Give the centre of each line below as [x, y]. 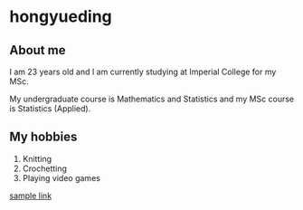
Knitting [37, 158]
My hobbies [43, 137]
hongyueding [61, 17]
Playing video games [62, 177]
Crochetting [45, 168]
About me [38, 50]
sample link [31, 196]
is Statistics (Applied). [50, 109]
